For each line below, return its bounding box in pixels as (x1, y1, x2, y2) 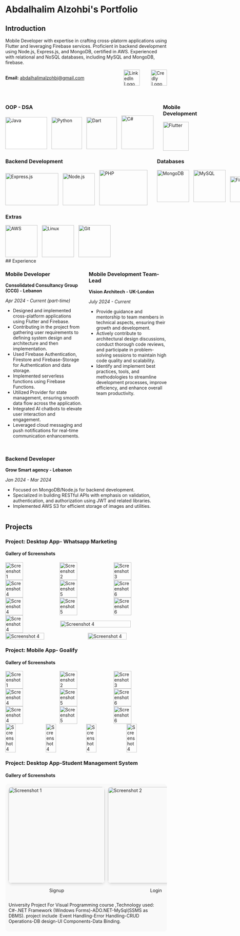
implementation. (12, 346, 47, 352)
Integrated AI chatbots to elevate (12, 406, 82, 412)
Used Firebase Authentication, (12, 351, 77, 357)
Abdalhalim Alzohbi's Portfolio (5, 4, 138, 15)
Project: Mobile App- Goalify (5, 646, 78, 653)
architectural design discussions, (96, 336, 166, 342)
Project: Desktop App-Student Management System (5, 760, 138, 767)
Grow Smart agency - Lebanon (5, 467, 72, 473)
